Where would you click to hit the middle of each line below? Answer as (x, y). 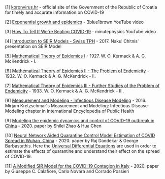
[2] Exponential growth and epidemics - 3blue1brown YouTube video (74, 22)
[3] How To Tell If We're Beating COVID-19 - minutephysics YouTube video (81, 31)
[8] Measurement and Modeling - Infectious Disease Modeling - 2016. (76, 100)
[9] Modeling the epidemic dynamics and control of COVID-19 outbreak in (80, 120)
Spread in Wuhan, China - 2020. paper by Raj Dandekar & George (72, 141)
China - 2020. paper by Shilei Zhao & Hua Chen (53, 126)
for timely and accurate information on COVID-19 (55, 12)
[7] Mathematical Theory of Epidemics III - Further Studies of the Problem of (82, 86)
